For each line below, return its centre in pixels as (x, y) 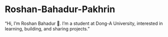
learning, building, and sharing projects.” (47, 28)
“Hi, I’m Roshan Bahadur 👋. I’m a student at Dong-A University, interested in (84, 23)
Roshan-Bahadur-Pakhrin (60, 9)
